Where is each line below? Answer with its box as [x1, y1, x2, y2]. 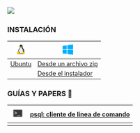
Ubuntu [10, 60, 32, 68]
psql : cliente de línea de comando [30, 110, 130, 118]
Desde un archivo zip [37, 60, 98, 68]
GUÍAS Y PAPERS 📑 [7, 88, 73, 98]
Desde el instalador [37, 70, 93, 78]
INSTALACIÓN [7, 24, 56, 34]
